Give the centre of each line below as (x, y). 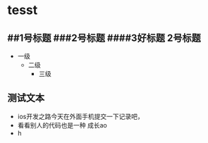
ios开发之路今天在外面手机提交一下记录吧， (80, 116)
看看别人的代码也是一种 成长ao (62, 125)
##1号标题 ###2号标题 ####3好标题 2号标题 (104, 38)
